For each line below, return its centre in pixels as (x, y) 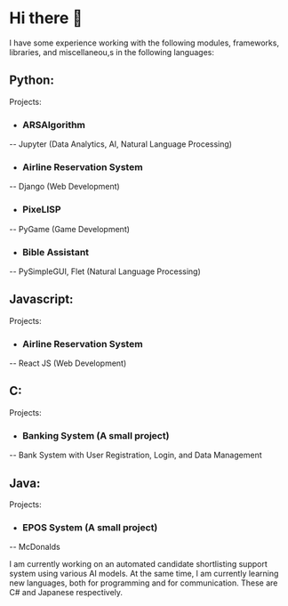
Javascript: (41, 299)
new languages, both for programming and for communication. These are (144, 583)
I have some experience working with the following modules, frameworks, (144, 43)
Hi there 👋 (46, 18)
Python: (32, 81)
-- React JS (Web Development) (68, 363)
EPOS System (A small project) (90, 527)
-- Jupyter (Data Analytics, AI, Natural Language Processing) (121, 144)
